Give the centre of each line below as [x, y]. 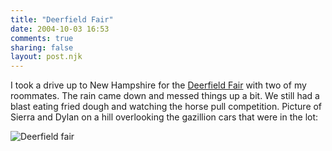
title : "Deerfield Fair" [62, 19]
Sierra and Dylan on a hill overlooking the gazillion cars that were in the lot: [164, 117]
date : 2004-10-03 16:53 [60, 29]
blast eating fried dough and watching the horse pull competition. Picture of [166, 107]
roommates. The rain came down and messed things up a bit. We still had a [165, 96]
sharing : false [42, 47]
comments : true [42, 38]
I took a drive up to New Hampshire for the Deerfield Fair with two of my [158, 85]
